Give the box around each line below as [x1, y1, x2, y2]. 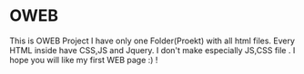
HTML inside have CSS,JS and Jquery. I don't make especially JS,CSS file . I [9, 44, 296, 55]
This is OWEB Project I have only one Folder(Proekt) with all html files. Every [9, 35, 296, 46]
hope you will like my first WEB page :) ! [9, 54, 158, 65]
